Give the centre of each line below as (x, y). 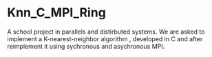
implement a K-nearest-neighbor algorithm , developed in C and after (105, 38)
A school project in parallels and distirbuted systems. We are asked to (106, 32)
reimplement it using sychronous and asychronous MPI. (86, 46)
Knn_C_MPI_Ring (57, 13)
